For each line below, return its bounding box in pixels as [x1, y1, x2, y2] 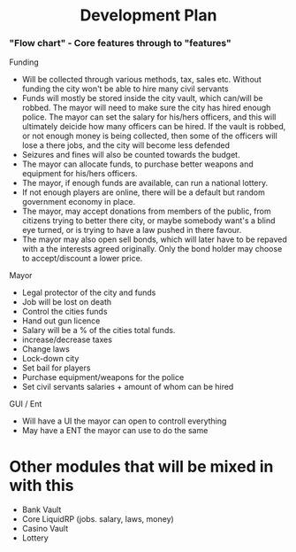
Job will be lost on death [21, 297, 112, 307]
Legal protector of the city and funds [21, 287, 156, 298]
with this [9, 475, 74, 495]
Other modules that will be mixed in [9, 456, 274, 477]
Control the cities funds [21, 307, 108, 317]
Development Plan [80, 5, 217, 26]
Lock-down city [21, 354, 80, 364]
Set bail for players [21, 362, 91, 373]
